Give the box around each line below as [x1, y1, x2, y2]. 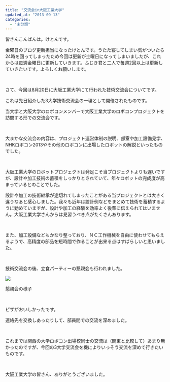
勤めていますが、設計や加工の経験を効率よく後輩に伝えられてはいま [14, 205, 156, 211]
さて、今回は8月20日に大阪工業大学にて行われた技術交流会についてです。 [5, 87, 159, 93]
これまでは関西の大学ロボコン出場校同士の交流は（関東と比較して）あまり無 [5, 338, 165, 344]
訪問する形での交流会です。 [5, 115, 63, 121]
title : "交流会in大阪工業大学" [5, 7, 64, 13]
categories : [5, 17, 30, 22]
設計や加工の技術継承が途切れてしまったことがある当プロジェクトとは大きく [5, 192, 165, 198]
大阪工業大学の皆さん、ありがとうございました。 [5, 371, 108, 377]
